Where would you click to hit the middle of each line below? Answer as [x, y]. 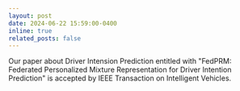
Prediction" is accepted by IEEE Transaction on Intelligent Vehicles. [120, 78]
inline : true [30, 31]
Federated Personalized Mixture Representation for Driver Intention [120, 70]
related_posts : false [45, 38]
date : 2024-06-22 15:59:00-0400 [63, 23]
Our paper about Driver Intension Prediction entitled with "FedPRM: [120, 61]
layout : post [30, 16]
